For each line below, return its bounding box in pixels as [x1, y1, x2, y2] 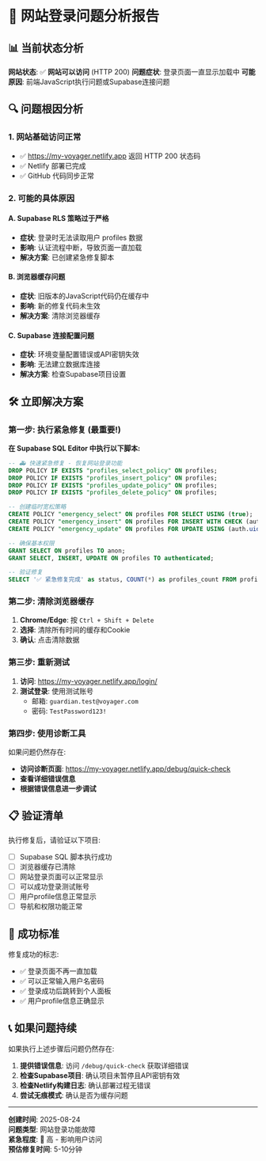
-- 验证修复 [8, 568, 44, 576]
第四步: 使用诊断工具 [8, 727, 86, 738]
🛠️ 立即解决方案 [8, 395, 84, 408]
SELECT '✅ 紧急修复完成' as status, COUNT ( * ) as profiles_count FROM [8, 575, 237, 584]
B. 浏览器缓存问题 [8, 272, 66, 282]
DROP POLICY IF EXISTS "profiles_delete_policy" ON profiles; [8, 488, 218, 497]
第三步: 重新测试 [8, 657, 70, 668]
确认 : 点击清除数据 [19, 635, 80, 645]
